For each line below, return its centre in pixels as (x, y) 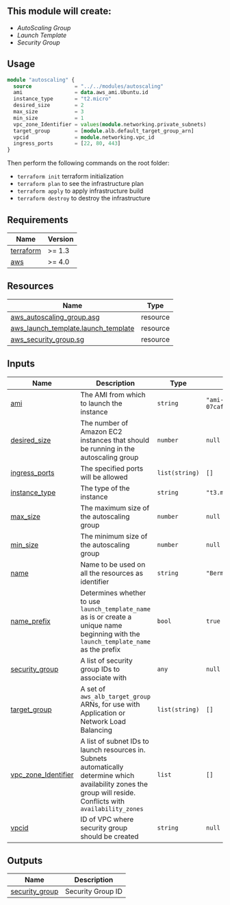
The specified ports (112, 468)
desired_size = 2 (49, 106)
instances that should (115, 440)
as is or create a (106, 617)
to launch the (101, 403)
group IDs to (100, 669)
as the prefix (101, 649)
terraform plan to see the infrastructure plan (80, 184)
